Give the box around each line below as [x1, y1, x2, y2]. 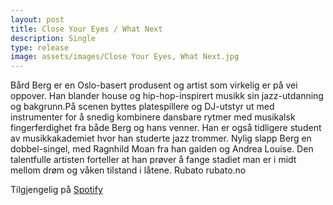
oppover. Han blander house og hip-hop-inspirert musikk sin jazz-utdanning [10, 90, 324, 102]
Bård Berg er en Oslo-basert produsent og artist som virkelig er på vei [10, 79, 298, 91]
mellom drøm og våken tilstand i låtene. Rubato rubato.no [10, 164, 247, 176]
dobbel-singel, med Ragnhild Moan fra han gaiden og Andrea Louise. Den [10, 143, 314, 155]
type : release [10, 42, 70, 53]
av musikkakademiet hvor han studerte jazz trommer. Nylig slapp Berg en [10, 132, 312, 145]
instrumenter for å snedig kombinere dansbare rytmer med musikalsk [10, 111, 296, 123]
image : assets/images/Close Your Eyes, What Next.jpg [10, 52, 240, 62]
